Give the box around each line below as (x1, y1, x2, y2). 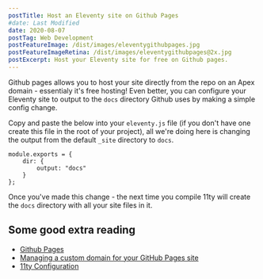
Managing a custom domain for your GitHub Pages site (19, 253, 200, 262)
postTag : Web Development (8, 33, 93, 42)
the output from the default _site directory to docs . (8, 135, 174, 144)
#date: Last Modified (8, 19, 80, 27)
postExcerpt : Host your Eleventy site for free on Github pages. (8, 56, 228, 64)
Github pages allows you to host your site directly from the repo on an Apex (8, 77, 255, 87)
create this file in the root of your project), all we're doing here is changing (8, 126, 251, 136)
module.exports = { (8, 150, 73, 159)
